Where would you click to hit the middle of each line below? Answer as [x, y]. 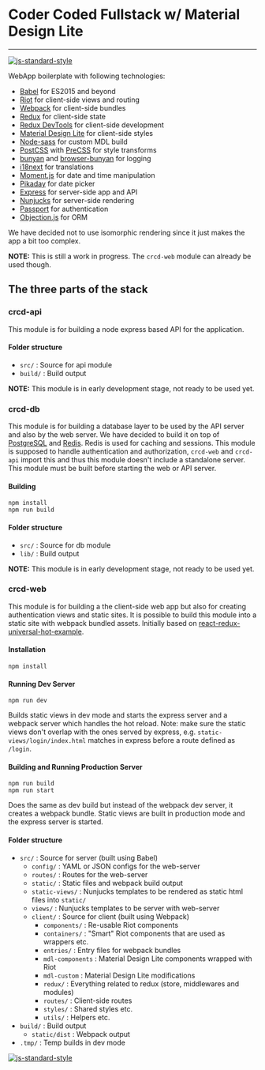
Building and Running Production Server [76, 767]
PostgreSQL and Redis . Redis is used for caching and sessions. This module [132, 443]
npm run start [32, 791]
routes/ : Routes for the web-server [90, 874]
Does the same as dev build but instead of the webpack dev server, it [121, 805]
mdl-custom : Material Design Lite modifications [119, 975]
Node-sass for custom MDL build [73, 141]
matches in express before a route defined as [161, 740]
